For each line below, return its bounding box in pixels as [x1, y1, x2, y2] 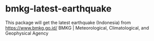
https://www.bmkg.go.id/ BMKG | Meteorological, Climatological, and [5, 24, 149, 30]
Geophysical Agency [5, 30, 49, 36]
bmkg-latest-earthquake [5, 3, 112, 14]
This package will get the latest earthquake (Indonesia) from [5, 19, 131, 25]
